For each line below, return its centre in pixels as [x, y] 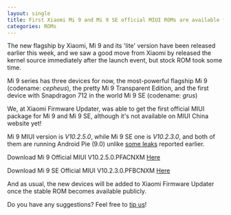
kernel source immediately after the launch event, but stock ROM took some [115, 60]
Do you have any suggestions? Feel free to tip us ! [77, 205]
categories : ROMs [32, 26]
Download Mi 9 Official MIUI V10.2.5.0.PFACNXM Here [84, 157]
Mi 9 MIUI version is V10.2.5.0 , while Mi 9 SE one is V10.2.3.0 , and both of [111, 137]
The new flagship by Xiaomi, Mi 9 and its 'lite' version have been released [111, 46]
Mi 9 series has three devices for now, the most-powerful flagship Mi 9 [107, 81]
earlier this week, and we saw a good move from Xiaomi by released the [109, 53]
